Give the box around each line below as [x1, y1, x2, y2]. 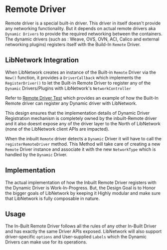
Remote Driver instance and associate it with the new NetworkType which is [5, 146, 156, 152]
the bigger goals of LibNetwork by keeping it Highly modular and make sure [5, 190, 161, 196]
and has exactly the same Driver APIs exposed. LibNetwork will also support [5, 228, 162, 234]
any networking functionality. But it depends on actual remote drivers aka [5, 25, 156, 31]
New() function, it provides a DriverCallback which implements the [5, 74, 141, 81]
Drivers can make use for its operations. [5, 239, 87, 245]
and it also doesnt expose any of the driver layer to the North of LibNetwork [5, 120, 161, 126]
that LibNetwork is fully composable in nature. [5, 195, 100, 201]
